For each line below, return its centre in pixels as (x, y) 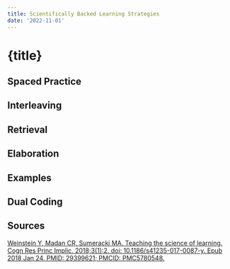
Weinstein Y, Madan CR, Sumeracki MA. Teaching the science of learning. (115, 243)
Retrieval (28, 129)
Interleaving (35, 106)
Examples (29, 178)
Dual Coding (35, 202)
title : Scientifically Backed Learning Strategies (84, 14)
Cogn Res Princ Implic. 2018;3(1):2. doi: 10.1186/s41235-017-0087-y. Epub (115, 250)
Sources (26, 226)
